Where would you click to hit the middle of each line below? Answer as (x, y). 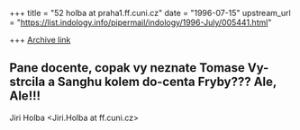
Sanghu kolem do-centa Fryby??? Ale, (167, 82)
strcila (27, 82)
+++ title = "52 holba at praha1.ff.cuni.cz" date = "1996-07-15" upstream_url (150, 13)
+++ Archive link (40, 40)
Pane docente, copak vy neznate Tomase (127, 68)
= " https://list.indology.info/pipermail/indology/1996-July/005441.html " (141, 22)
